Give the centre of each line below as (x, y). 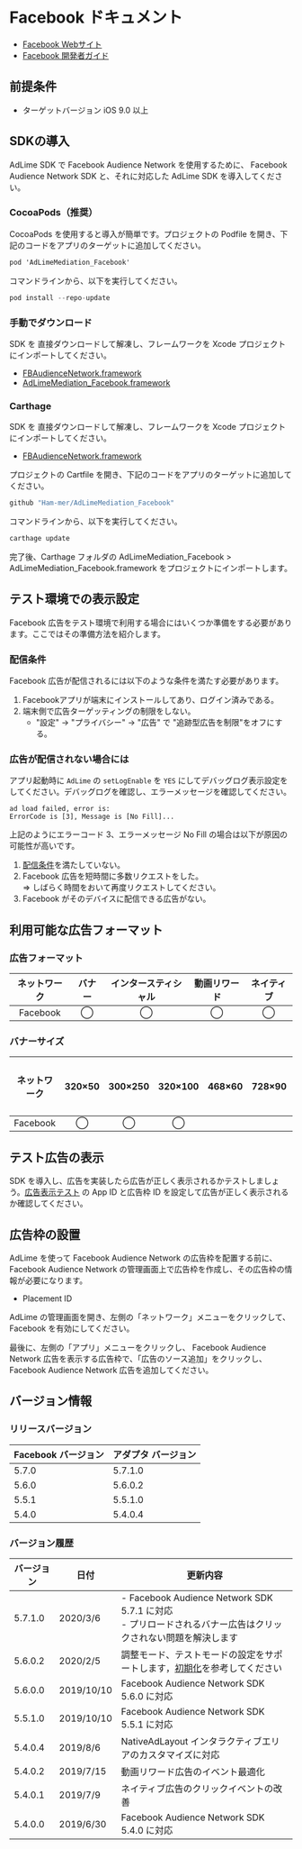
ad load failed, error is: (60, 809)
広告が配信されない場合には (69, 759)
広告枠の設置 (45, 1234)
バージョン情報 (51, 1401)
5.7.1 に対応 (147, 1610)
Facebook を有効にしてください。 (72, 1328)
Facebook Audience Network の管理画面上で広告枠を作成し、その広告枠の (147, 1269)
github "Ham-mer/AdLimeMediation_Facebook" (92, 503)
